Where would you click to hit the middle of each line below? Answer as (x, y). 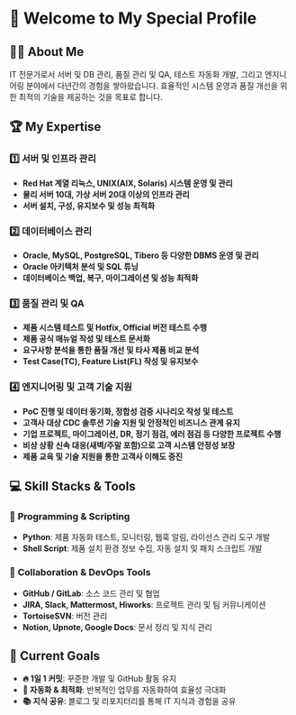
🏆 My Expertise (55, 127)
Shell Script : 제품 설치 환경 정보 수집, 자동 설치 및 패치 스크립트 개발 (142, 548)
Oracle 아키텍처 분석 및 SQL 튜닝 (81, 266)
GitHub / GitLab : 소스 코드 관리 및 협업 (91, 593)
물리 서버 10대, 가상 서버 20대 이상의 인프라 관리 (106, 194)
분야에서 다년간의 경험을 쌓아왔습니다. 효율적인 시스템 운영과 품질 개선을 (152, 86)
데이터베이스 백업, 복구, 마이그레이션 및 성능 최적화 (110, 278)
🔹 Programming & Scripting (70, 516)
